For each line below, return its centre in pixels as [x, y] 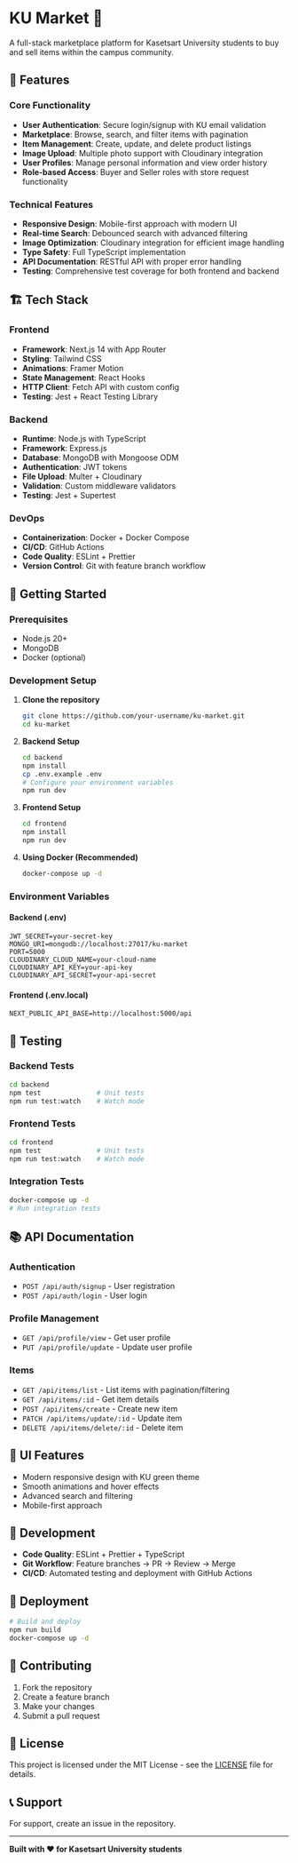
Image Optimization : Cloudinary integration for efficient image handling [153, 243]
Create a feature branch [66, 1697]
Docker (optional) [54, 657]
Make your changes [58, 1706]
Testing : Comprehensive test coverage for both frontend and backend [150, 271]
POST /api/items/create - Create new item [100, 1408]
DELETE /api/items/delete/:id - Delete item [102, 1427]
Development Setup [53, 681]
